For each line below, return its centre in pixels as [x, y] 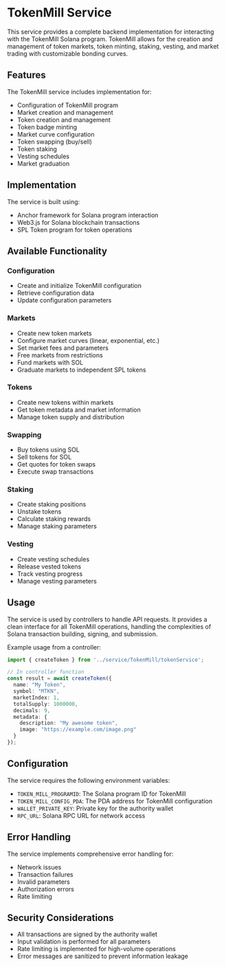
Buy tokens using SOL [48, 450]
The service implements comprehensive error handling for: [90, 854]
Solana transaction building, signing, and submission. [82, 634]
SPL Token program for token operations [75, 230]
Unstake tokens [39, 512]
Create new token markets [54, 333]
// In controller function [46, 672]
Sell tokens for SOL [44, 457]
